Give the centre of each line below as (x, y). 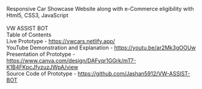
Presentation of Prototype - (41, 54)
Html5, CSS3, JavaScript (37, 15)
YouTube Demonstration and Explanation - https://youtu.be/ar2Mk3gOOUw (101, 48)
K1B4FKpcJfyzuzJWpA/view (42, 67)
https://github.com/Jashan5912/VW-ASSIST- (134, 73)
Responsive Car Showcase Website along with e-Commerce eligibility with (100, 9)
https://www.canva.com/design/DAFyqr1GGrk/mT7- (71, 61)
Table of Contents (29, 35)
